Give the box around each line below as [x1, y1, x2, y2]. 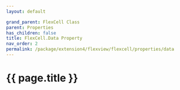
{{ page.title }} [6, 71, 79, 85]
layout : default [6, 8, 46, 15]
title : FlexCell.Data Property [6, 36, 83, 41]
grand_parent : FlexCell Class [6, 19, 80, 25]
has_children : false [6, 30, 57, 36]
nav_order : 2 [6, 41, 38, 47]
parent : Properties [6, 25, 54, 30]
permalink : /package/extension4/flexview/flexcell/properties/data [6, 46, 175, 53]
